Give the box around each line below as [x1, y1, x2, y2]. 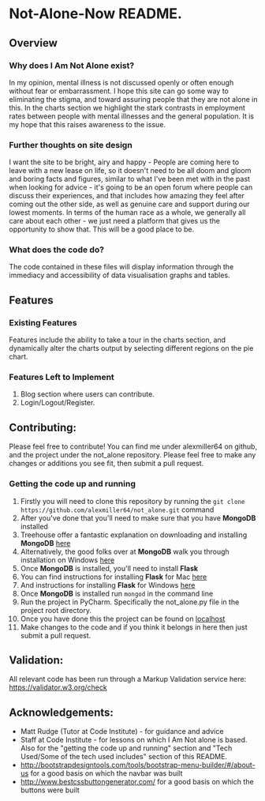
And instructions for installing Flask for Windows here [20, 580, 196, 589]
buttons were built [20, 785, 80, 795]
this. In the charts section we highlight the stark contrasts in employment [9, 103, 245, 112]
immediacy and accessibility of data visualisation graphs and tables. [9, 270, 231, 280]
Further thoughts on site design [9, 139, 132, 150]
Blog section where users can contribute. [20, 389, 155, 399]
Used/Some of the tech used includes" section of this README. [20, 752, 228, 762]
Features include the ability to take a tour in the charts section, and [9, 335, 226, 344]
